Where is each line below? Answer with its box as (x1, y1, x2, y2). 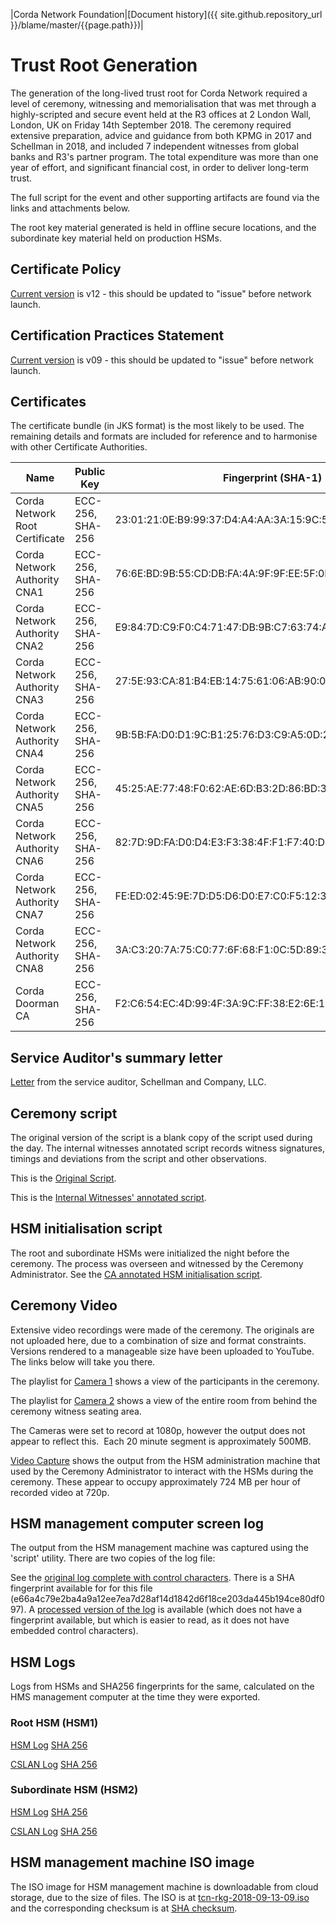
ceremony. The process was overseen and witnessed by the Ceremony (10, 1257, 304, 1269)
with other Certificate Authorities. (10, 441, 148, 453)
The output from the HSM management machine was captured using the (10, 1542, 309, 1554)
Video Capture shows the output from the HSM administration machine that (10, 1454, 321, 1466)
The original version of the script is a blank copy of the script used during (10, 1132, 313, 1143)
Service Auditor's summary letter (10, 1049, 223, 1066)
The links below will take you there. (10, 1355, 156, 1368)
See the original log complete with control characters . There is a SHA (10, 1572, 295, 1584)
